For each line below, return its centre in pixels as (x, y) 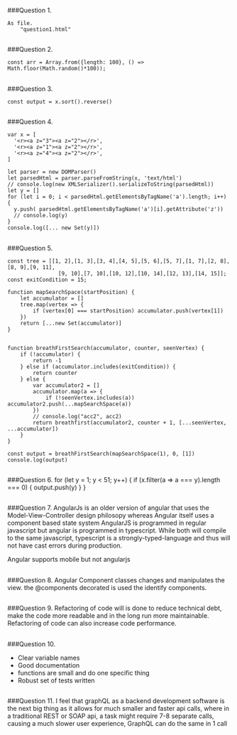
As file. (20, 23)
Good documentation (49, 665)
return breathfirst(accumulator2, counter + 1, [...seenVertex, (130, 423)
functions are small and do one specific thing (84, 673)
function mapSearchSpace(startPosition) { (71, 292)
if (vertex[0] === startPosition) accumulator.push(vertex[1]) (128, 311)
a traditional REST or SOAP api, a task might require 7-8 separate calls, (111, 716)
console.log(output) (38, 460)
